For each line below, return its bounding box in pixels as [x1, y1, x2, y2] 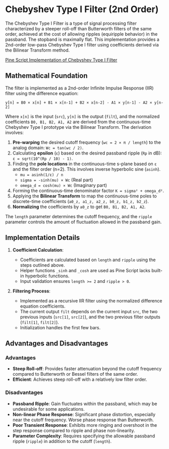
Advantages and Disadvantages [5, 339, 108, 347]
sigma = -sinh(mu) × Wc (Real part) [20, 177, 93, 183]
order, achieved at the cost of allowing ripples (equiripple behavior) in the [5, 31, 158, 37]
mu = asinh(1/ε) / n [20, 172, 64, 177]
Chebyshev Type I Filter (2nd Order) [5, 4, 159, 15]
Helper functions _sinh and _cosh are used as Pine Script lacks [20, 267, 150, 273]
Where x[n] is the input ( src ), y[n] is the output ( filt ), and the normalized [5, 113, 160, 119]
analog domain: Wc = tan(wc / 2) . [12, 144, 84, 151]
